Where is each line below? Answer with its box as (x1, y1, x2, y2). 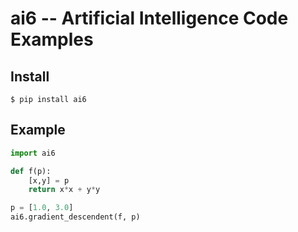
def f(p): (10, 166, 52, 176)
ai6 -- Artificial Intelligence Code (10, 7, 289, 30)
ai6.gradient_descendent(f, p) (10, 212, 141, 222)
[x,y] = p (28, 175, 70, 186)
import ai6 (10, 148, 56, 158)
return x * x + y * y (28, 185, 101, 195)
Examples (10, 28, 94, 51)
